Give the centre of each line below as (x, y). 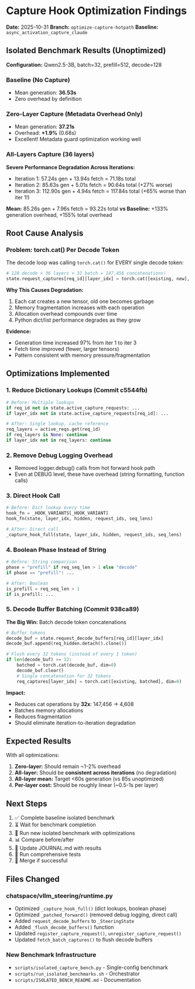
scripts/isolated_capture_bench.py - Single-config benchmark (91, 967)
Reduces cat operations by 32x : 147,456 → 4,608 (74, 704)
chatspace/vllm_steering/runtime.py (59, 896)
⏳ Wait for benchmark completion (55, 825)
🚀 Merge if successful (41, 861)
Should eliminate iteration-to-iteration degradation (75, 722)
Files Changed (33, 879)
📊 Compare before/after (44, 840)
